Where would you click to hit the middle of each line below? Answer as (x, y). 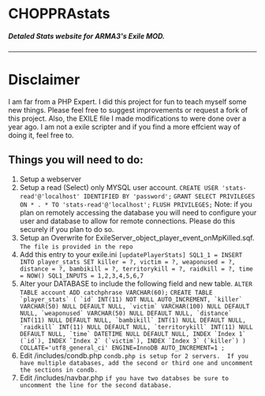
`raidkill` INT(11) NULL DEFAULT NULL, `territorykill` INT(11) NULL (136, 327)
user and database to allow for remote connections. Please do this (127, 221)
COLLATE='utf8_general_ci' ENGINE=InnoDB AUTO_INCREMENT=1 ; (122, 348)
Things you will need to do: (76, 160)
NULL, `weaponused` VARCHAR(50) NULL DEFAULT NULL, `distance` (126, 313)
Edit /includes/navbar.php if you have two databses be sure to (124, 377)
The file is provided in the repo (76, 247)
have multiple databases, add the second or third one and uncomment (136, 363)
